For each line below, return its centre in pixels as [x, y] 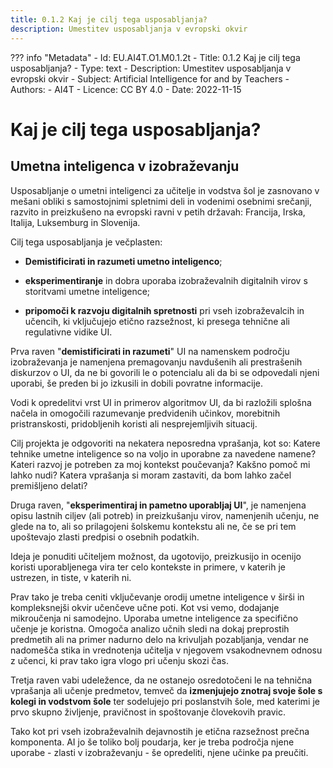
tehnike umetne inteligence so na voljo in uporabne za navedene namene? [163, 453]
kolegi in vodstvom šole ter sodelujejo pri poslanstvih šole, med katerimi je [165, 701]
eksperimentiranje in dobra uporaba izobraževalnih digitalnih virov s [166, 280]
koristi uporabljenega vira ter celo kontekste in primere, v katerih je [148, 567]
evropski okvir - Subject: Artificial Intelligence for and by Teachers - [150, 78]
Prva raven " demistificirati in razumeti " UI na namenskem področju [150, 351]
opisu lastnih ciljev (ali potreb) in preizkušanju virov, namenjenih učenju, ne [165, 515]
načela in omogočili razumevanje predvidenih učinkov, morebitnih [145, 413]
